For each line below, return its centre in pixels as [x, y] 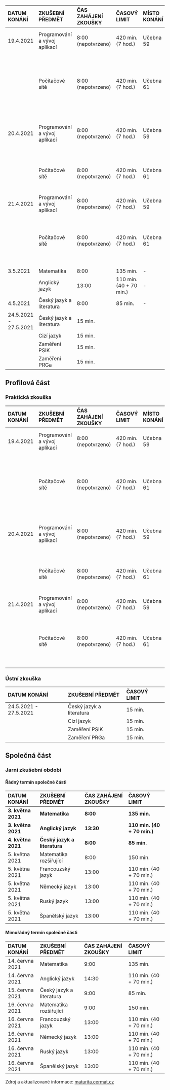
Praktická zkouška [28, 397]
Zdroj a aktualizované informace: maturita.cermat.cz [60, 1082]
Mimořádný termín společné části [41, 933]
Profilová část [28, 383]
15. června [21, 990]
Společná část [28, 756]
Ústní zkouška [23, 678]
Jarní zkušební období [33, 770]
